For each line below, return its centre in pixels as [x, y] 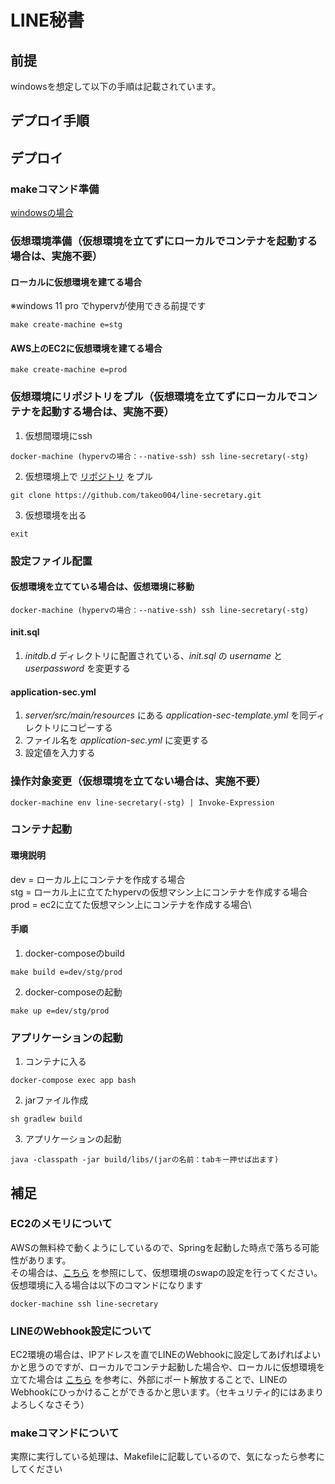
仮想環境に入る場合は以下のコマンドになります [106, 1285]
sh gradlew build [46, 1119]
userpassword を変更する [78, 668]
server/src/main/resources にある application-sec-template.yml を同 [166, 715]
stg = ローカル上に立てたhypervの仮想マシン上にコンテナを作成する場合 [159, 892]
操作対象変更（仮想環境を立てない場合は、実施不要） [138, 781]
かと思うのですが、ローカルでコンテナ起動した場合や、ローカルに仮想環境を [168, 1367]
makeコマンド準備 [55, 189]
